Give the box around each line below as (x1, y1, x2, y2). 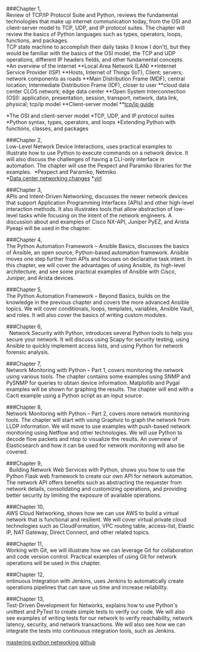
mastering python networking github (6, 639, 96, 646)
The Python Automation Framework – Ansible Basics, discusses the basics (6, 243, 189, 249)
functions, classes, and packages (6, 125, 89, 132)
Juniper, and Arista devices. (6, 274, 75, 281)
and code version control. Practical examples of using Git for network (6, 553, 177, 560)
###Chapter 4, (6, 236, 42, 243)
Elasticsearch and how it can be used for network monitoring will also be (6, 442, 185, 449)
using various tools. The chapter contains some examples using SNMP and (6, 373, 191, 380)
